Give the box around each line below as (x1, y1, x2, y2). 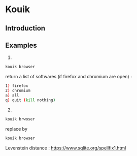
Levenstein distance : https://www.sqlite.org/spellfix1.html (5, 145, 126, 151)
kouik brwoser (5, 116, 36, 121)
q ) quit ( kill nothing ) (5, 98, 56, 103)
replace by (5, 126, 28, 132)
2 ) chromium (5, 88, 30, 93)
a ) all (5, 93, 19, 98)
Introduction (5, 24, 46, 33)
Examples (5, 41, 37, 49)
